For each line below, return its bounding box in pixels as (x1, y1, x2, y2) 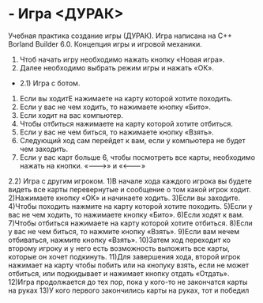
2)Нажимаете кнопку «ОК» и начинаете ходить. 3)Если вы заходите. (8, 193, 241, 203)
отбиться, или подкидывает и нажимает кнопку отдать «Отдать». (8, 268, 230, 278)
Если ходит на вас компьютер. (19, 110, 124, 119)
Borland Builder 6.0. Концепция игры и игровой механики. (8, 39, 203, 48)
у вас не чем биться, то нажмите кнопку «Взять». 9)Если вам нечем (8, 226, 239, 236)
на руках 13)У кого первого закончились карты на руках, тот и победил (8, 286, 250, 295)
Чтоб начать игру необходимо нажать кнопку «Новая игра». (19, 55, 225, 64)
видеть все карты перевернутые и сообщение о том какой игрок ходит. (8, 184, 251, 194)
